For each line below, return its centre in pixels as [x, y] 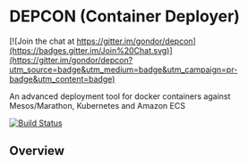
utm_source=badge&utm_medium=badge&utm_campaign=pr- [124, 70]
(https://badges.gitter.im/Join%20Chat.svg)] [91, 50]
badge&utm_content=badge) [62, 78]
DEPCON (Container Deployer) [124, 16]
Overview [37, 151]
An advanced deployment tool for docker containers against [120, 96]
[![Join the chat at [42, 41]
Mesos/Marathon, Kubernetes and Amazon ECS [98, 105]
